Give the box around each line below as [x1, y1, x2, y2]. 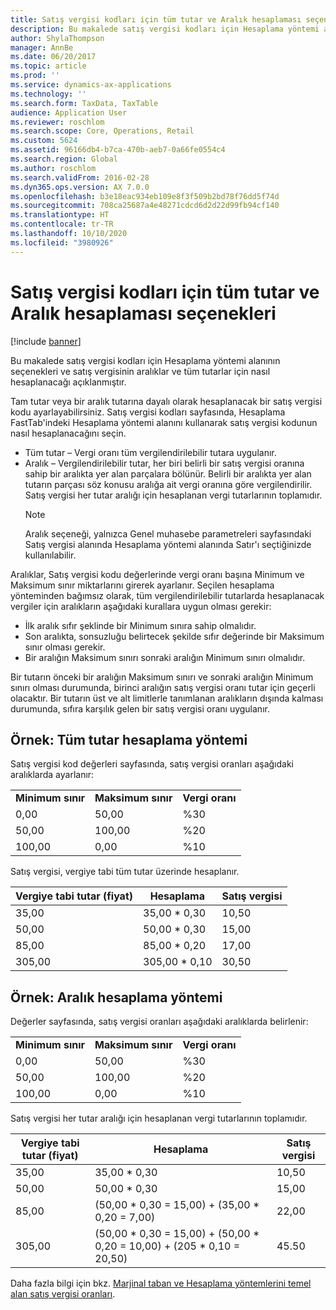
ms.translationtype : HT [10, 210, 110, 220]
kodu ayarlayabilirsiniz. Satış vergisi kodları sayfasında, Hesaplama [10, 406, 286, 418]
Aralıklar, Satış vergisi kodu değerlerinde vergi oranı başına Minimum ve [10, 568, 305, 580]
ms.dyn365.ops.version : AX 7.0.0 [10, 182, 150, 192]
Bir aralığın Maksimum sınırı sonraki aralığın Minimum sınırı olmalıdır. [24, 651, 306, 663]
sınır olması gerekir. [24, 641, 106, 653]
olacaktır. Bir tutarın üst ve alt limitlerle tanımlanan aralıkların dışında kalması [10, 692, 324, 704]
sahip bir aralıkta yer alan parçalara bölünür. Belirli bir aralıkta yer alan [24, 467, 312, 480]
